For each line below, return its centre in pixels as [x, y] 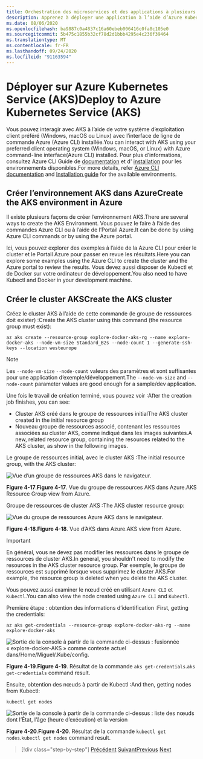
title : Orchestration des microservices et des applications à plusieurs [101, 12]
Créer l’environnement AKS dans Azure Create [95, 193]
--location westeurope [48, 348]
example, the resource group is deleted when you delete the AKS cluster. [97, 578]
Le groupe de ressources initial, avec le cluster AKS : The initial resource [96, 457]
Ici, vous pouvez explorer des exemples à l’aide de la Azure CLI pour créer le [101, 248]
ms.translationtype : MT [36, 40]
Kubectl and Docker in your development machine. [69, 280]
